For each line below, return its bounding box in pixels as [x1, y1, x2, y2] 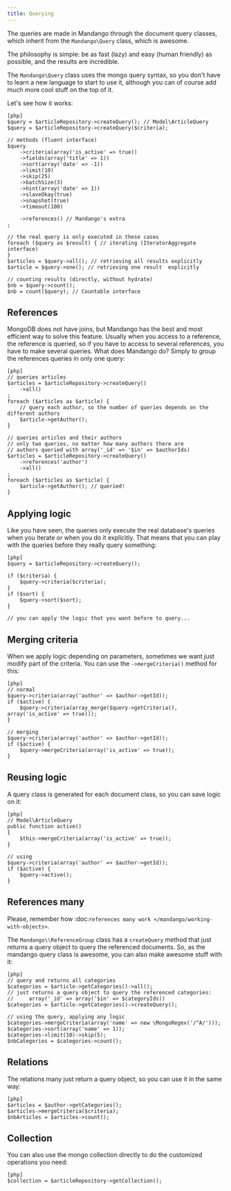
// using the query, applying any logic [7, 1013, 126, 1020]
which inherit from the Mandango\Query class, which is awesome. [7, 36, 190, 45]
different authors [7, 410, 60, 418]
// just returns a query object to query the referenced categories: [7, 989, 212, 996]
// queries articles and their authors [7, 434, 122, 442]
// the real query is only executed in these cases [7, 233, 159, 240]
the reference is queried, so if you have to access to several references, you [7, 340, 225, 348]
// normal [7, 686, 36, 693]
